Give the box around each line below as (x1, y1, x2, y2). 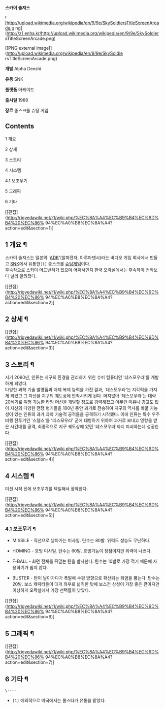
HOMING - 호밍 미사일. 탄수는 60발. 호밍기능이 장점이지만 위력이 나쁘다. (12, 548, 152, 554)
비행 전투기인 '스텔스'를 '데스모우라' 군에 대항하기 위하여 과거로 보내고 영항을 (5, 418, 153, 423)
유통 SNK (5, 76, 24, 82)
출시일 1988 (5, 97, 29, 103)
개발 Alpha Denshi (5, 66, 41, 71)
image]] (36, 45, 52, 51)
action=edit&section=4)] (5, 456, 55, 462)
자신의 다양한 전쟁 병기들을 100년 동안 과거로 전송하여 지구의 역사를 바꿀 (10, 405, 149, 411)
